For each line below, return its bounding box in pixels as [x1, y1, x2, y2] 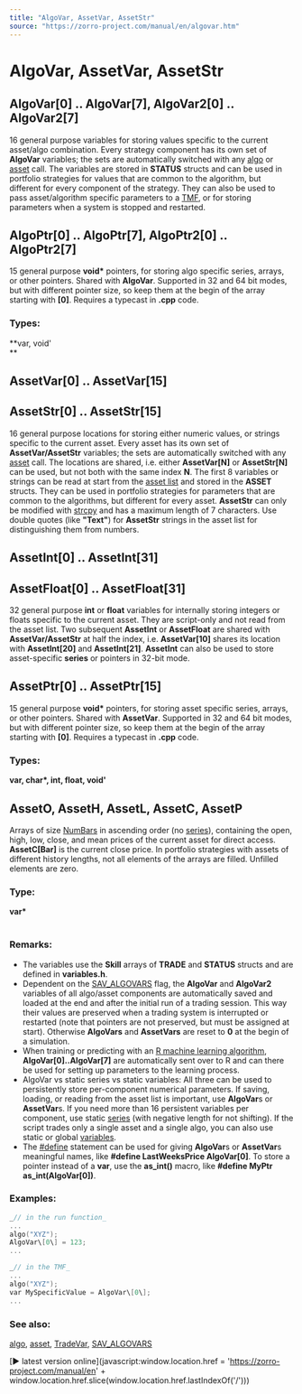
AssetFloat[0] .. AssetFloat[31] [9, 581, 187, 596]
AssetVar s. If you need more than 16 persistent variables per [22, 1102, 250, 1113]
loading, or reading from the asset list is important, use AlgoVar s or [22, 1093, 273, 1104]
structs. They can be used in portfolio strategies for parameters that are [9, 485, 276, 497]
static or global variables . [22, 1131, 117, 1142]
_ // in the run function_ [9, 1213, 106, 1222]
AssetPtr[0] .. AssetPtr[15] [9, 679, 162, 694]
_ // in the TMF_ [9, 1263, 70, 1272]
